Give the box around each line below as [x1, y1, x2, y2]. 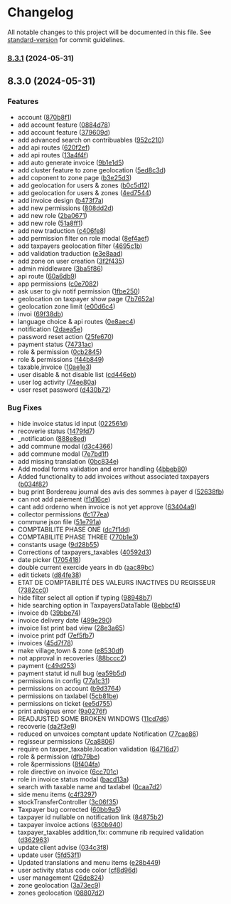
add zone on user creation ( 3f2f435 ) [17, 256, 125, 265]
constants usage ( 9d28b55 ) [17, 540, 100, 549]
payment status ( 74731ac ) [17, 340, 94, 348]
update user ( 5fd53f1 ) [17, 851, 82, 859]
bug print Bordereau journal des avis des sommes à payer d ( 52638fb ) [17, 487, 225, 496]
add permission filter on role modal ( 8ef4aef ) [17, 234, 149, 242]
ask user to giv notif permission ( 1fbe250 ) [17, 286, 141, 296]
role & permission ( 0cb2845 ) [17, 347, 102, 356]
